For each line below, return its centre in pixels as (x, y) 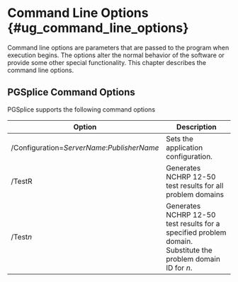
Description (197, 127)
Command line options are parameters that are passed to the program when (118, 47)
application (185, 148)
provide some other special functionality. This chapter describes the (107, 62)
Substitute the (189, 250)
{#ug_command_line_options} (98, 28)
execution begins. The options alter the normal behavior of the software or (116, 55)
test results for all (195, 185)
